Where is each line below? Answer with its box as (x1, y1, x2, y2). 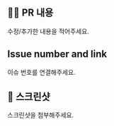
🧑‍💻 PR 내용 (7, 6, 54, 19)
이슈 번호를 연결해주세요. (7, 68, 76, 76)
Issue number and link (7, 48, 108, 61)
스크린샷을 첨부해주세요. (7, 111, 74, 120)
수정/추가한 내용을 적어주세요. (7, 27, 90, 36)
